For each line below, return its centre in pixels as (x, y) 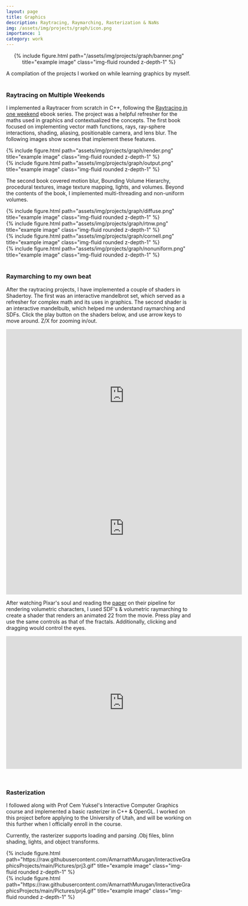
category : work (25, 39)
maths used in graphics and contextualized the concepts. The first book (93, 120)
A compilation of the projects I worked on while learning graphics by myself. (98, 73)
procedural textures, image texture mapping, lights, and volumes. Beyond (95, 187)
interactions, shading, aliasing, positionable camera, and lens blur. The (92, 133)
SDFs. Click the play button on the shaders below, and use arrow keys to (94, 314)
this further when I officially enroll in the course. (64, 824)
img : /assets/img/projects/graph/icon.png (59, 28)
